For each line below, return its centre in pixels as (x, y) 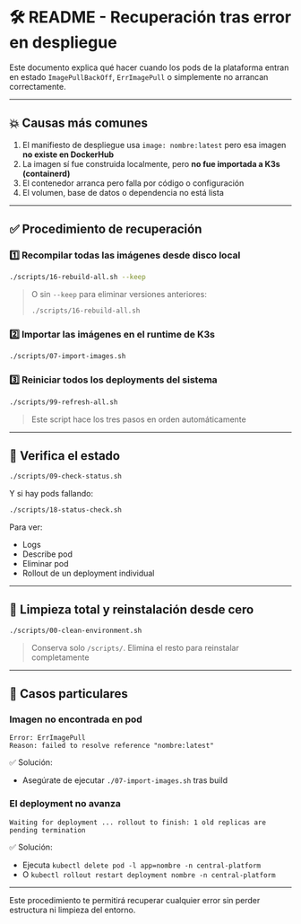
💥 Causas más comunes (79, 123)
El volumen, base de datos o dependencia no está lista (123, 192)
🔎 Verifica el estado (65, 456)
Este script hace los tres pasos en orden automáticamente (138, 419)
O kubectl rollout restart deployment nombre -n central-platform (149, 874)
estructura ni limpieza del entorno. (73, 910)
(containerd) (46, 173)
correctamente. (38, 86)
